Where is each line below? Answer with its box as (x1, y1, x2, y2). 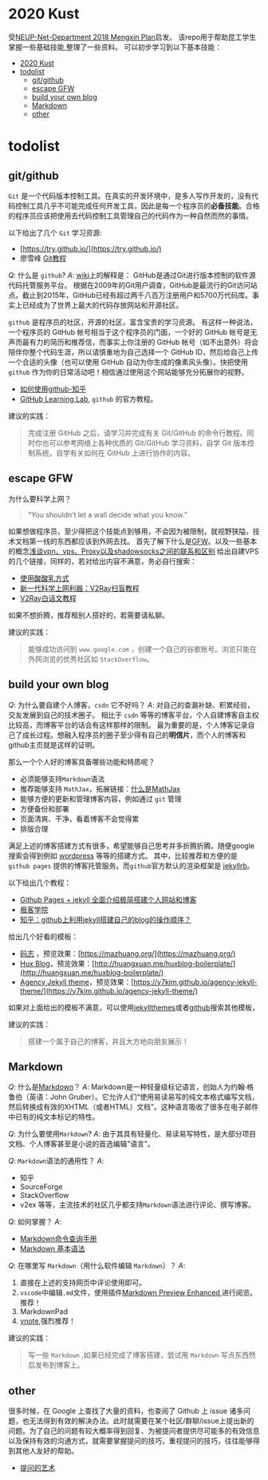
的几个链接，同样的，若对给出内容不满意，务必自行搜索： (8, 556, 197, 565)
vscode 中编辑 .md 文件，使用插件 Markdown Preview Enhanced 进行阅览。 (19, 1288, 258, 1298)
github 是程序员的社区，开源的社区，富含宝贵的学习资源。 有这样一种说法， (8, 317, 258, 327)
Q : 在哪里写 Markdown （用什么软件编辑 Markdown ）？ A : (8, 1261, 186, 1271)
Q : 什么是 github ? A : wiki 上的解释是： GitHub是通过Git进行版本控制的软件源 (8, 270, 257, 280)
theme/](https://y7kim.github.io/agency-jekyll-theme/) (19, 986, 199, 995)
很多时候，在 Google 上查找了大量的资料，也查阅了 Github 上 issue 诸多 (8, 1407, 244, 1416)
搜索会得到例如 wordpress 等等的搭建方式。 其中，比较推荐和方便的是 (8, 851, 238, 860)
